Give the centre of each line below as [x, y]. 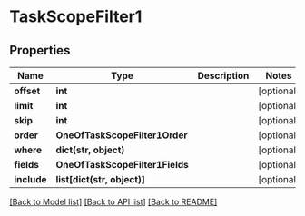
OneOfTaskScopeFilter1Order [122, 135]
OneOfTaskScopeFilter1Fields [122, 165]
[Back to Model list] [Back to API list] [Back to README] [113, 202]
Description [223, 76]
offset [27, 91]
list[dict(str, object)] [100, 179]
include [30, 179]
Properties [40, 50]
